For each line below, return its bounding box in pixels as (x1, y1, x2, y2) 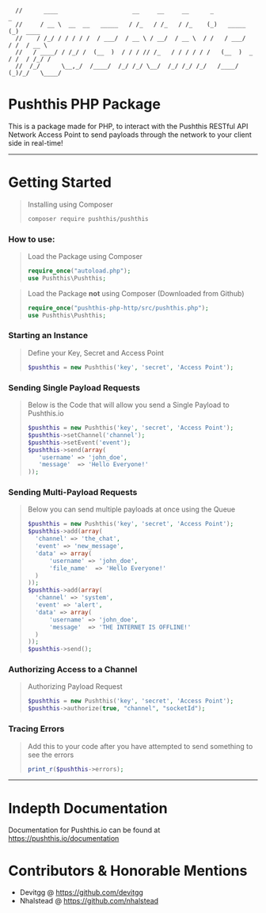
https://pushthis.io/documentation (8, 834, 120, 843)
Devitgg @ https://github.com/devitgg (19, 888, 144, 897)
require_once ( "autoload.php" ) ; (27, 267, 131, 276)
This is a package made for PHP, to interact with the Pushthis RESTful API (8, 121, 249, 131)
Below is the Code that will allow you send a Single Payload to (27, 400, 230, 410)
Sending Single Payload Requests (8, 382, 141, 393)
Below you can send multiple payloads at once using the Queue (27, 504, 236, 514)
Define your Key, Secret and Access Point (27, 348, 164, 357)
